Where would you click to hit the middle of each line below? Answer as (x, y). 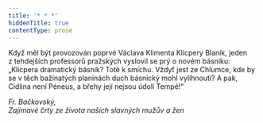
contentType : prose (41, 30)
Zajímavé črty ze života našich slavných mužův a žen (96, 110)
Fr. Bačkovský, (32, 102)
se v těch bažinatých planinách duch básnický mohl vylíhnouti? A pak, (123, 78)
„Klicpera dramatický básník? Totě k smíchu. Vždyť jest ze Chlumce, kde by (132, 70)
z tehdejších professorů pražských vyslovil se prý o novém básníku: (119, 61)
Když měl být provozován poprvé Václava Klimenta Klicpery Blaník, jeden (128, 53)
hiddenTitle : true (39, 23)
